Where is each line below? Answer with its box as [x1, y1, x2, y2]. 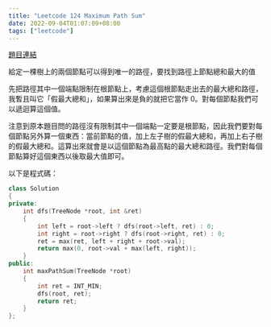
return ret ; [37, 297, 78, 305]
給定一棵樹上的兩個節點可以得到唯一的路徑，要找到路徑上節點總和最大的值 [8, 67, 256, 77]
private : [8, 200, 38, 208]
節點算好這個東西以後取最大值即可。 [8, 151, 129, 161]
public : [8, 259, 35, 268]
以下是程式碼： [8, 168, 58, 178]
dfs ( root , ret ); [37, 289, 92, 298]
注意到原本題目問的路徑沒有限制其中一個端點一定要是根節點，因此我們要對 [8, 122, 256, 131]
